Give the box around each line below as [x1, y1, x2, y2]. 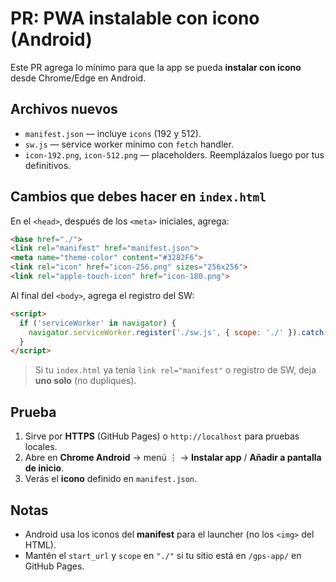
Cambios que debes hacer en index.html [10, 188, 267, 206]
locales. [24, 441, 58, 453]
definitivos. [24, 159, 72, 171]
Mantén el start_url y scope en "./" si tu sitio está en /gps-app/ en [24, 549, 302, 561]
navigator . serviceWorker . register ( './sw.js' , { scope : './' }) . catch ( [28, 327, 329, 337]
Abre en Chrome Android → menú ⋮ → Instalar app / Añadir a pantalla [24, 452, 322, 464]
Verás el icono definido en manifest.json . [24, 473, 198, 485]
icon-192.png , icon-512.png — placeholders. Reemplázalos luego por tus [24, 148, 325, 161]
